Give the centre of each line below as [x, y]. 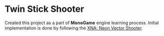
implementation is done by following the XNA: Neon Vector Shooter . [74, 28]
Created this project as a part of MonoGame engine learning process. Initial [82, 23]
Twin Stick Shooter [45, 9]
